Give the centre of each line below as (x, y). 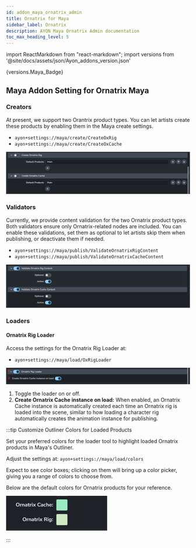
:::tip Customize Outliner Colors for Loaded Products (69, 430)
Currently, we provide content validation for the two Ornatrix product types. (97, 220)
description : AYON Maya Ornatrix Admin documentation (73, 31)
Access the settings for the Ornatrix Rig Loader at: (66, 348)
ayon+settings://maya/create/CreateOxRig (65, 138)
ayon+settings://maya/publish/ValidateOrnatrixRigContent (86, 251)
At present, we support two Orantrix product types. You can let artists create (98, 119)
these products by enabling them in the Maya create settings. (80, 126)
